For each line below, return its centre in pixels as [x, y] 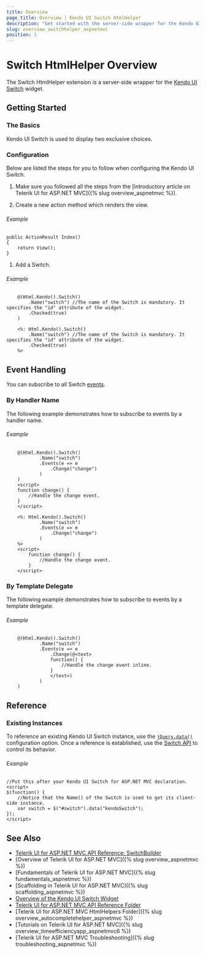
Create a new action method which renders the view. [82, 205]
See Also [24, 838]
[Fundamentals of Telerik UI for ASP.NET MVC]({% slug [85, 872]
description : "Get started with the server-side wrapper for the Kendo [100, 23]
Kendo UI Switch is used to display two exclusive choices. [79, 139]
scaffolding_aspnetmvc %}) [50, 892]
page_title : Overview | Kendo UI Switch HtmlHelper [74, 18]
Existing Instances [35, 723]
